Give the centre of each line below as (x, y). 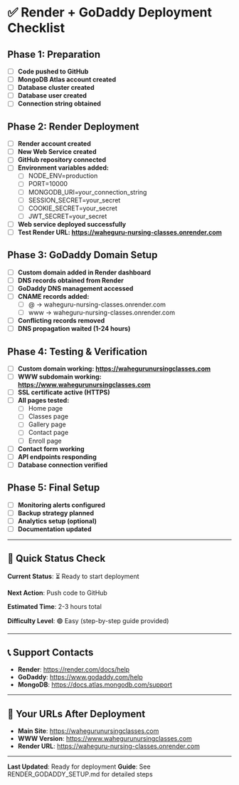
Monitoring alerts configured (61, 505)
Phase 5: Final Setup (54, 488)
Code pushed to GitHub (53, 71)
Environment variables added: (63, 168)
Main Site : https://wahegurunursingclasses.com (88, 731)
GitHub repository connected (62, 160)
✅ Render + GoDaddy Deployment (110, 12)
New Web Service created (57, 152)
